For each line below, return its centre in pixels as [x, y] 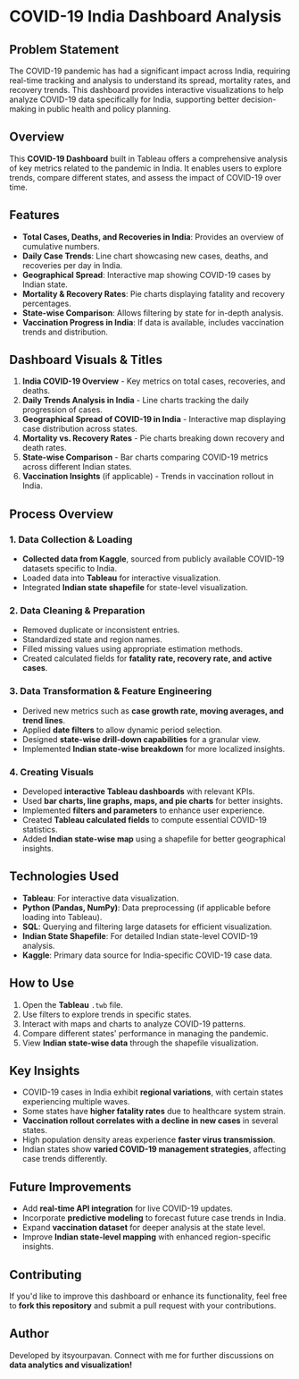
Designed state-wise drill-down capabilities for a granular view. [141, 739]
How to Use [42, 983]
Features [34, 215]
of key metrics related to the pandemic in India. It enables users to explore [146, 168]
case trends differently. [65, 1159]
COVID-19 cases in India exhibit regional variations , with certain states [153, 1092]
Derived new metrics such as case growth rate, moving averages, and [153, 711]
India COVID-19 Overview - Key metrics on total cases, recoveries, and [154, 381]
